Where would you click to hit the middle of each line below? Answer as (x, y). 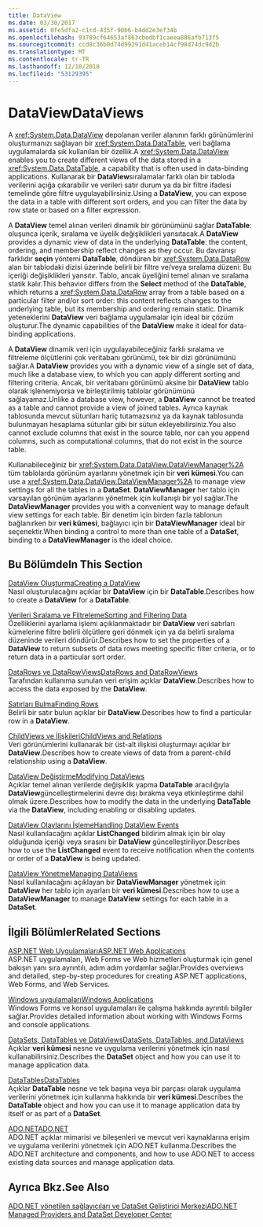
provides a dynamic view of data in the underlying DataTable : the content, (128, 241)
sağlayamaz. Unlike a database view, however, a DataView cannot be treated (132, 399)
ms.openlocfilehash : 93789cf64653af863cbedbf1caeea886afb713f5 (114, 37)
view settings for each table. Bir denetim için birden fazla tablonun (115, 514)
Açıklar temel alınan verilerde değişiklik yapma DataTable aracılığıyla (119, 785)
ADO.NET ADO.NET (38, 1129)
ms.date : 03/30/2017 (42, 23)
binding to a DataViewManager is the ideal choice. (90, 540)
